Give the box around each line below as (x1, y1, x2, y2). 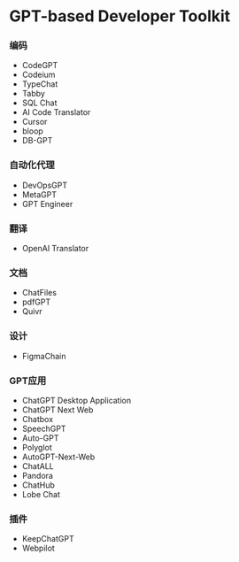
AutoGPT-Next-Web (21, 451, 96, 462)
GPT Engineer (21, 198, 73, 209)
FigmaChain (21, 350, 66, 361)
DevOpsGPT (21, 180, 68, 190)
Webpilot (21, 543, 55, 554)
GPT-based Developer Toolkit (9, 6, 231, 27)
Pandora (21, 470, 53, 481)
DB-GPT (21, 135, 53, 146)
